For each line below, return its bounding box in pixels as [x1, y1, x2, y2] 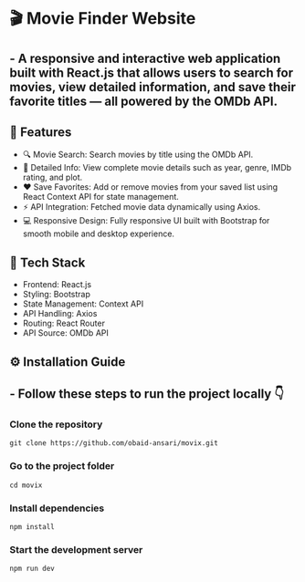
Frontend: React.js [22, 279, 92, 290]
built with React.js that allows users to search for [9, 65, 294, 80]
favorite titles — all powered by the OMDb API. [9, 93, 279, 109]
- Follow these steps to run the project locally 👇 [9, 386, 285, 401]
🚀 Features [9, 124, 72, 140]
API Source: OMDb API [22, 327, 110, 338]
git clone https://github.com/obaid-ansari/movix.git [9, 439, 219, 448]
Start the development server [9, 543, 143, 556]
